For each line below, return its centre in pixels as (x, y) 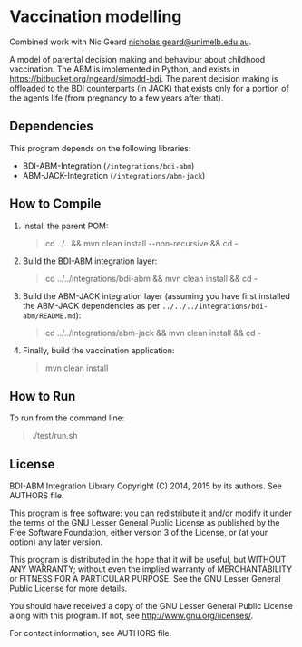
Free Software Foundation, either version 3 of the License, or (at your (139, 533)
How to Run (43, 396)
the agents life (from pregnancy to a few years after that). (117, 98)
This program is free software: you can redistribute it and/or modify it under (151, 513)
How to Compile (55, 204)
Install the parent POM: (65, 226)
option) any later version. (56, 542)
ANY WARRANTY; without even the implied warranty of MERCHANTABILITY (151, 569)
